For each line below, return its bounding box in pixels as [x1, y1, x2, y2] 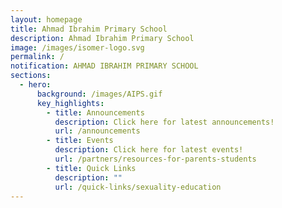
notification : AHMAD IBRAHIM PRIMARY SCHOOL [10, 61, 199, 71]
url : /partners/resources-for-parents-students [54, 154, 257, 164]
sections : [10, 71, 52, 81]
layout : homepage [10, 14, 83, 25]
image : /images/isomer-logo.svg [10, 42, 145, 53]
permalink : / [10, 52, 65, 62]
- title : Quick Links [46, 163, 137, 173]
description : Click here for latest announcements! [54, 117, 275, 127]
